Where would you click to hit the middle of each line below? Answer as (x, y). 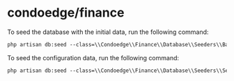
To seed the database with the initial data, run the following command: (108, 32)
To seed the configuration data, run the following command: (93, 57)
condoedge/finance (66, 13)
